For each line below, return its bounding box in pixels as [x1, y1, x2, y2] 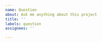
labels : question [5, 21, 41, 26]
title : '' [5, 16, 26, 21]
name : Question [5, 7, 37, 12]
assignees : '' [5, 26, 35, 31]
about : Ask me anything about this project [5, 12, 97, 17]
